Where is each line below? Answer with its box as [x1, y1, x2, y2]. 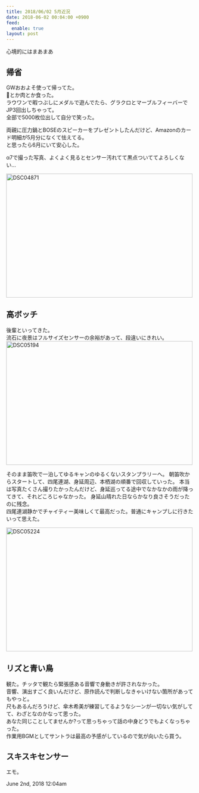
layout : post [6, 31, 39, 37]
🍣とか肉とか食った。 [6, 91, 57, 98]
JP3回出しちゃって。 [6, 106, 58, 113]
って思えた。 [11, 515, 43, 522]
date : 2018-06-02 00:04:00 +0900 [6, 14, 89, 20]
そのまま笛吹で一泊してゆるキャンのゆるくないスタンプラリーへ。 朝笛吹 [6, 470, 185, 477]
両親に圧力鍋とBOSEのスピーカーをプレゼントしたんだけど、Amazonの [6, 126, 181, 133]
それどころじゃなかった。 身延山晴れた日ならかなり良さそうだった [26, 492, 190, 500]
